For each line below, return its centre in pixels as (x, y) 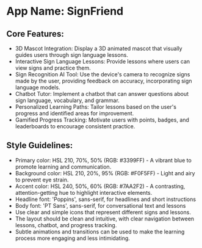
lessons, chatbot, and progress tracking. (66, 225)
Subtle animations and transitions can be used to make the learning (100, 232)
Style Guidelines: (40, 146)
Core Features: (35, 34)
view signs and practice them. (53, 68)
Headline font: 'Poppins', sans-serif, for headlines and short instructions (106, 199)
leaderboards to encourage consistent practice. (75, 126)
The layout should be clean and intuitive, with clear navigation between (104, 219)
